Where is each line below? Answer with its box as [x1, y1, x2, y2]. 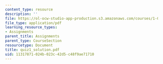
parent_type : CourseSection [5, 38, 62, 43]
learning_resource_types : [5, 25, 57, 30]
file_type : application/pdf [5, 20, 62, 26]
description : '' [5, 12, 38, 16]
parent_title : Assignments [5, 34, 60, 39]
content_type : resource [5, 7, 53, 12]
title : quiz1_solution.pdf [5, 47, 60, 52]
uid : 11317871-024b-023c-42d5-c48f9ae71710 [5, 51, 95, 57]
